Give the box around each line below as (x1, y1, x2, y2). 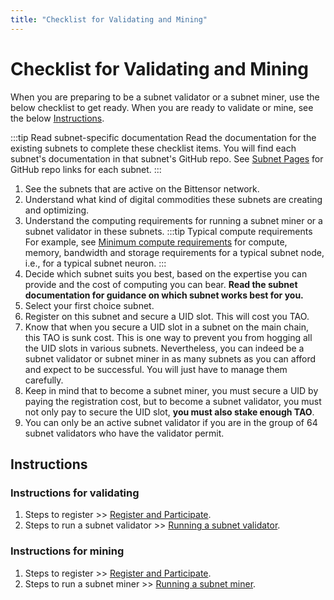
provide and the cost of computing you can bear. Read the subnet (24, 278, 298, 290)
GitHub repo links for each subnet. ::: (10, 163, 162, 175)
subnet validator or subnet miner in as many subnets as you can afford (24, 352, 317, 365)
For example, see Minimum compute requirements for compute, (24, 236, 288, 248)
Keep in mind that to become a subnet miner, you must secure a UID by (24, 384, 319, 396)
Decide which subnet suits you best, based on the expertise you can (24, 267, 308, 280)
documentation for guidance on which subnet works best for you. (24, 289, 304, 301)
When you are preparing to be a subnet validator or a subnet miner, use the (10, 91, 320, 103)
